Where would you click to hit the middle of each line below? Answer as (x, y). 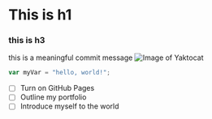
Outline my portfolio (53, 97)
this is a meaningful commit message (71, 57)
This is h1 (40, 15)
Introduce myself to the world (69, 106)
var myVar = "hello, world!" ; (60, 73)
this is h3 (27, 40)
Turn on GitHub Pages (57, 88)
